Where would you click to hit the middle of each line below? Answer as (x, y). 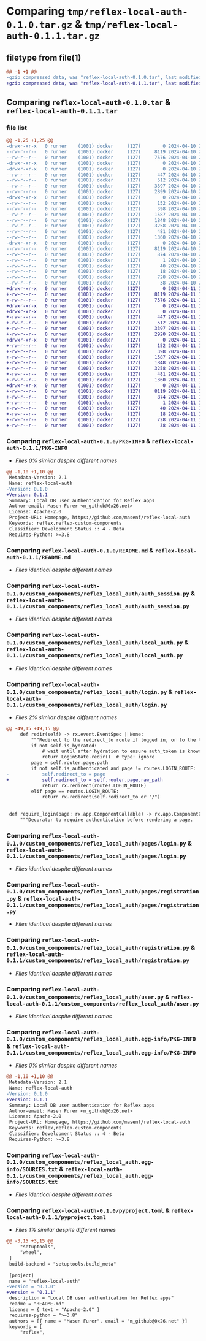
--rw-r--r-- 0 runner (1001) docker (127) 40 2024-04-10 (101, 266)
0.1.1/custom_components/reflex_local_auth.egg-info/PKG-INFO (101, 1053)
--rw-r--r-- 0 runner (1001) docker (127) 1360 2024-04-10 (101, 237)
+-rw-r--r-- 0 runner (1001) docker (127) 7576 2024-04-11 (101, 300)
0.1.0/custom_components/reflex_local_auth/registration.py (98, 948)
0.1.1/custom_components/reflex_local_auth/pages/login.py (96, 856)
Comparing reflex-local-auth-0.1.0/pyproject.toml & (88, 1210)
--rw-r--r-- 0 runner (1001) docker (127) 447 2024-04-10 (101, 175)
